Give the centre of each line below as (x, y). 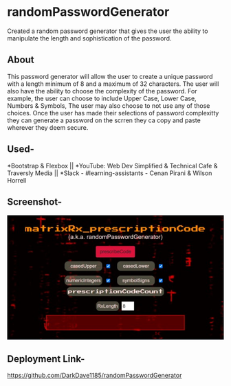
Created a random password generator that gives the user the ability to (108, 31)
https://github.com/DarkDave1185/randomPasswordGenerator (95, 376)
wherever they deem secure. (48, 127)
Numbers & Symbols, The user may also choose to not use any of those (109, 105)
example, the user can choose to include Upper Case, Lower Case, (102, 98)
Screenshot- (35, 202)
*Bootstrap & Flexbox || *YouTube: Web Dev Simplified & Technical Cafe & (112, 166)
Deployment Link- (46, 359)
